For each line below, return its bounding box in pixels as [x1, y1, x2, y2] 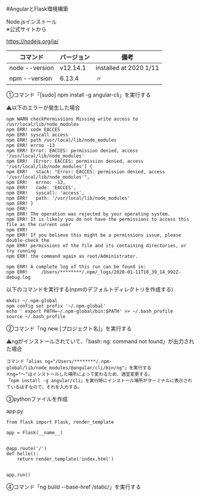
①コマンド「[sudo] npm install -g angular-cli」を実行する [6, 91, 151, 98]
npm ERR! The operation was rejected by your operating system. [6, 211, 171, 217]
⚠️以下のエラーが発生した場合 [6, 104, 80, 111]
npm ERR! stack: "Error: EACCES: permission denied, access [6, 169, 165, 175]
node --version [9, 64, 54, 72]
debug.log [6, 274, 31, 280]
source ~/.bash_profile [6, 314, 66, 320]
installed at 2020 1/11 [95, 64, 159, 72]
